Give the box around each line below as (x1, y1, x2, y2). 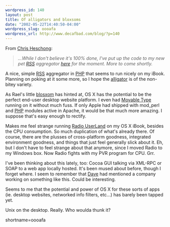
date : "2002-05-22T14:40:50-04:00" (5, 21, 81, 27)
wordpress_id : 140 (5, 7, 44, 13)
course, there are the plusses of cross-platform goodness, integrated (5, 134, 151, 140)
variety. (17, 81, 33, 87)
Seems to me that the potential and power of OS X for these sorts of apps (5, 186, 160, 192)
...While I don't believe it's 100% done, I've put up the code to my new (17, 55, 165, 61)
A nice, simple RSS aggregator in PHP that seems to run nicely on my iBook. (5, 71, 165, 77)
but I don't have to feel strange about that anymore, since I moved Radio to (5, 145, 162, 151)
